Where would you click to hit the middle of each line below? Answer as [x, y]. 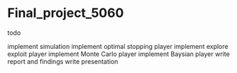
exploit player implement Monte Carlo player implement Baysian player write [119, 54]
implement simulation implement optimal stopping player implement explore [118, 46]
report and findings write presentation [63, 61]
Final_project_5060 [66, 13]
